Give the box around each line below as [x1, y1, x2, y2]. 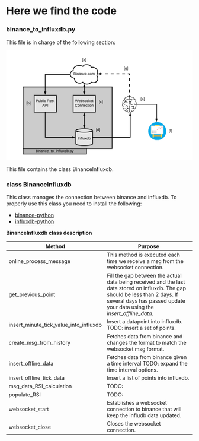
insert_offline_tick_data [8, 375, 65, 382]
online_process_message [8, 257, 71, 265]
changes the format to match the [106, 339, 187, 346]
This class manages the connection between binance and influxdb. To [6, 194, 177, 201]
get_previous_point [8, 291, 56, 298]
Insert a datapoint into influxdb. [106, 318, 182, 325]
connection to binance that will [106, 405, 182, 413]
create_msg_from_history [8, 339, 71, 346]
